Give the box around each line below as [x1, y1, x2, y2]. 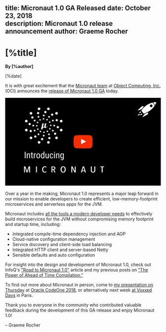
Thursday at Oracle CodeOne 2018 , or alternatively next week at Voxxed [5, 287, 152, 293]
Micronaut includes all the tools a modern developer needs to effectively [5, 210, 153, 216]
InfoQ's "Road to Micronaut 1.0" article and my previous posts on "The [5, 266, 148, 272]
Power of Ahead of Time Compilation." [5, 272, 83, 278]
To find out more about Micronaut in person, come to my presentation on [5, 281, 154, 287]
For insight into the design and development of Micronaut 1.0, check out [5, 262, 152, 267]
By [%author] [5, 64, 34, 69]
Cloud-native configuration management [12, 236, 95, 242]
